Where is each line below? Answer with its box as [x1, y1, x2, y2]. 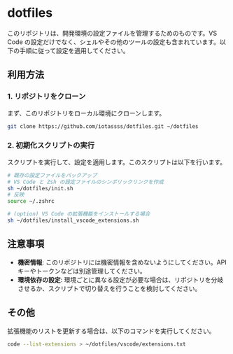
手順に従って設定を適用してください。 [19, 46, 129, 55]
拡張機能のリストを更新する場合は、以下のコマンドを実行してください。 [7, 327, 216, 335]
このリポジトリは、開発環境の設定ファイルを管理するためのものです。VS [7, 29, 218, 37]
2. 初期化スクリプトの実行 [7, 141, 95, 150]
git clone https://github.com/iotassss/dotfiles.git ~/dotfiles [7, 122, 199, 130]
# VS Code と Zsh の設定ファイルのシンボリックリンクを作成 [7, 178, 164, 185]
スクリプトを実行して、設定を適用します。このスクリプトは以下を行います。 [7, 157, 227, 166]
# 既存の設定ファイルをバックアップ [7, 171, 97, 179]
